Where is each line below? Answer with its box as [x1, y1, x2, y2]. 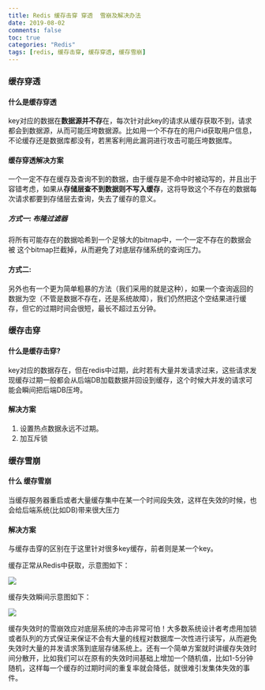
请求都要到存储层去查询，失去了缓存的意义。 [14, 194, 160, 204]
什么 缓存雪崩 [8, 476, 52, 486]
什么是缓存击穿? [8, 346, 61, 356]
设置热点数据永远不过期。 [19, 424, 103, 433]
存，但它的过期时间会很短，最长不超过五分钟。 [8, 304, 160, 313]
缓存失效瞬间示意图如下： [8, 592, 91, 601]
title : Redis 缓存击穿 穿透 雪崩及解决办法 [8, 11, 142, 20]
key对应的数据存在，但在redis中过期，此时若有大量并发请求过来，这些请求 [8, 365, 250, 375]
